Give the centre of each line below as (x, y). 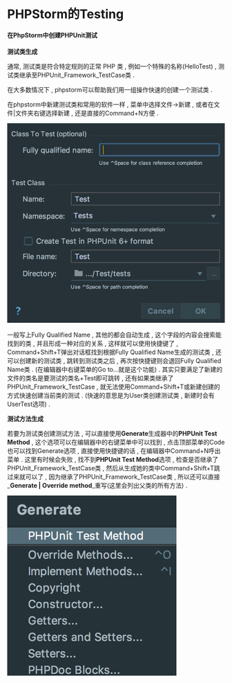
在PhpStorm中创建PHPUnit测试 (52, 35)
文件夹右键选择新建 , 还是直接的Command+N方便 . (87, 113)
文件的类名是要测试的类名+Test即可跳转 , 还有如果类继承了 (90, 378)
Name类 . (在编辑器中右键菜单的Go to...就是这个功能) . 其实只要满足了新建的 (115, 370)
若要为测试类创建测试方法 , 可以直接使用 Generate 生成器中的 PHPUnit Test (112, 434)
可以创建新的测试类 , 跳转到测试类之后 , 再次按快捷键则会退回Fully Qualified (114, 361)
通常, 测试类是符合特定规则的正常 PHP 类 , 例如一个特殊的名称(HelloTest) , (112, 66)
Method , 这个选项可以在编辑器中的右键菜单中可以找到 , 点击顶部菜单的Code (116, 442)
